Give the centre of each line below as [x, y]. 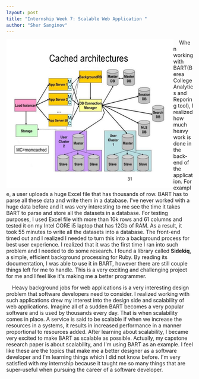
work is [182, 137]
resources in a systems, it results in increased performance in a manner [94, 326]
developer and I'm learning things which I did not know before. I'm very [94, 357]
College [183, 81]
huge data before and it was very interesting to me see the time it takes [93, 207]
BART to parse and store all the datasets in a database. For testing [87, 213]
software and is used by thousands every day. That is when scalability [92, 313]
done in [182, 144]
